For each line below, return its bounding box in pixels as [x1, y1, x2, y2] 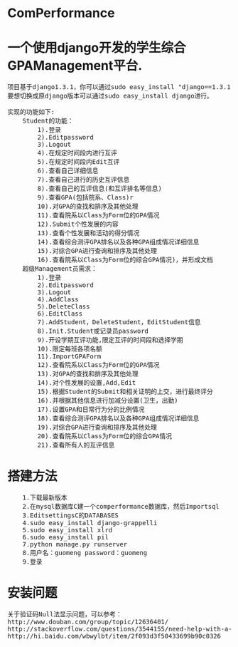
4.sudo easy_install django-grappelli [22, 519, 158, 527]
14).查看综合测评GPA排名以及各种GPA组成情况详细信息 [37, 238, 200, 247]
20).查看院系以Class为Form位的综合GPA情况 [37, 433, 173, 440]
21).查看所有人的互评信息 [37, 441, 115, 450]
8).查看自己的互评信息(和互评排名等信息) [37, 185, 162, 193]
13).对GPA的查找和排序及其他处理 [37, 370, 139, 378]
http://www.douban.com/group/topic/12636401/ [7, 618, 169, 626]
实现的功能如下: [7, 108, 55, 116]
